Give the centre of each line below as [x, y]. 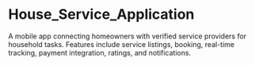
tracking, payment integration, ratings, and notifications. [100, 52]
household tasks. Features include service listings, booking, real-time [122, 44]
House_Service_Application [101, 14]
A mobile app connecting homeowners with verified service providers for [127, 36]
